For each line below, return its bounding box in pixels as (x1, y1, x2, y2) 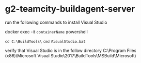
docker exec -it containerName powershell (5, 29, 88, 34)
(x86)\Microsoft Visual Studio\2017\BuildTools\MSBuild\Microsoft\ (5, 52, 137, 59)
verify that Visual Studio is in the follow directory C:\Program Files (5, 47, 137, 53)
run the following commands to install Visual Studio (5, 19, 108, 25)
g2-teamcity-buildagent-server (5, 3, 135, 15)
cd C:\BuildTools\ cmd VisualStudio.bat (5, 39, 86, 44)
